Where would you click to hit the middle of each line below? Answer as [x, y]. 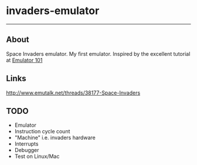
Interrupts [26, 144]
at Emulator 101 [24, 60]
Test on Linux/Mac [37, 156]
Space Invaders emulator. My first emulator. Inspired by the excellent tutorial [98, 53]
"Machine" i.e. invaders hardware [55, 138]
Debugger [27, 150]
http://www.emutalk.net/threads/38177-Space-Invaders [73, 93]
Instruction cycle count [42, 132]
